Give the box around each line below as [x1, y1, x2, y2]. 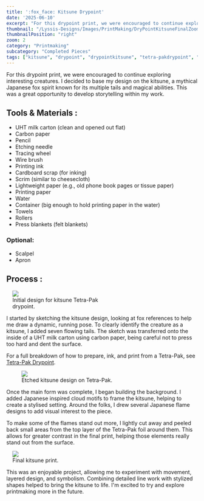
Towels [15, 208, 33, 215]
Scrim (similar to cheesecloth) [15, 176, 90, 183]
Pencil [15, 137, 31, 144]
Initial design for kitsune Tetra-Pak [12, 296, 98, 303]
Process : [6, 274, 42, 285]
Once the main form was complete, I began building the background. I [6, 388, 181, 395]
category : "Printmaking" [6, 43, 69, 49]
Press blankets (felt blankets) [15, 221, 88, 228]
